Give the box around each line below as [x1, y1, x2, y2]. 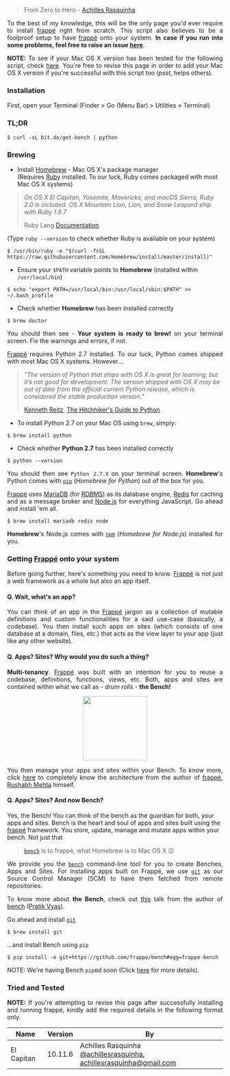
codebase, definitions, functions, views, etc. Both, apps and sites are [7, 675, 223, 684]
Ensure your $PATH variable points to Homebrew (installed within [16, 265, 199, 273]
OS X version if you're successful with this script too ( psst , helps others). [7, 68, 214, 77]
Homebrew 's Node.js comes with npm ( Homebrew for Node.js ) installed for [7, 529, 223, 538]
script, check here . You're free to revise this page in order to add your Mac [7, 62, 223, 69]
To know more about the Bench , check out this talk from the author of [7, 894, 223, 903]
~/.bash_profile [7, 292, 53, 299]
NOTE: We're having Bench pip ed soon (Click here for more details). [7, 966, 200, 974]
